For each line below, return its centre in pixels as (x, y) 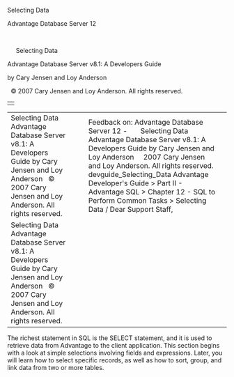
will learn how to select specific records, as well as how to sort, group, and (115, 360)
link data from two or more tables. (56, 368)
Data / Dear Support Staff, (131, 209)
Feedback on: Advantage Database (146, 122)
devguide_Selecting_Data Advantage (148, 175)
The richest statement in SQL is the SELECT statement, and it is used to (110, 338)
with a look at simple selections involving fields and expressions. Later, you (115, 353)
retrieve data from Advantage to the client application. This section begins (114, 345)
